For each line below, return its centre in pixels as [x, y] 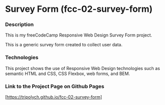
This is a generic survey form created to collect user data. [64, 45]
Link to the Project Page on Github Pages [55, 86]
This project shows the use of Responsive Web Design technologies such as [82, 68]
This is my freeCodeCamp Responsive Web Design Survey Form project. [79, 35]
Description [19, 25]
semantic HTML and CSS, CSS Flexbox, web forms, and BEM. [68, 73]
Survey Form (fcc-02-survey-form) [79, 9]
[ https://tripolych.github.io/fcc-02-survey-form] [54, 97]
